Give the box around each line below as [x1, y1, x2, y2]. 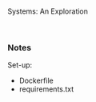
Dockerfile [18, 75, 54, 86]
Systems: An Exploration [7, 6, 89, 16]
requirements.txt [18, 84, 74, 94]
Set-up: [7, 60, 33, 70]
